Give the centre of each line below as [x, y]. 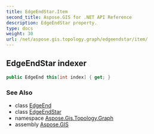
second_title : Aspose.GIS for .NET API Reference [69, 17]
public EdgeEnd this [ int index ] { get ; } [58, 77]
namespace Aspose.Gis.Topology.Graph [64, 118]
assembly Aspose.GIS [41, 124]
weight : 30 [20, 34]
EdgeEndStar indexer [47, 63]
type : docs [20, 28]
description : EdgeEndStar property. [52, 23]
